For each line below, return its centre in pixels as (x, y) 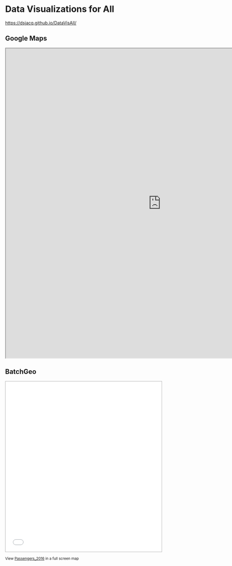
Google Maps (26, 38)
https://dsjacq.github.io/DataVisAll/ (41, 23)
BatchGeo (21, 372)
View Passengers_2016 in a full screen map (42, 559)
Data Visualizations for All (60, 9)
